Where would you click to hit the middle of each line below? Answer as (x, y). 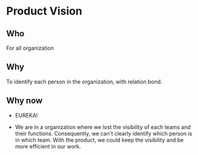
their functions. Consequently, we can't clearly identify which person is (104, 133)
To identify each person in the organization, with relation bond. (84, 81)
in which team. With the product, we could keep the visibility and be (99, 140)
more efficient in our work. (48, 146)
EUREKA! (26, 115)
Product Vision (44, 11)
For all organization (30, 48)
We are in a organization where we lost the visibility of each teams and (103, 127)
